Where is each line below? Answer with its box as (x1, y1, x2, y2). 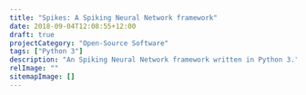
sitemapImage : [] (9, 72, 76, 81)
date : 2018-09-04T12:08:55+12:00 (9, 22, 137, 31)
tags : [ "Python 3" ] (9, 47, 84, 56)
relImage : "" (9, 64, 59, 73)
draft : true (9, 30, 55, 39)
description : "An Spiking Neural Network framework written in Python (9, 55, 283, 64)
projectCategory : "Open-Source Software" (9, 38, 169, 48)
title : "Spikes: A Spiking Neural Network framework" (9, 13, 219, 23)
